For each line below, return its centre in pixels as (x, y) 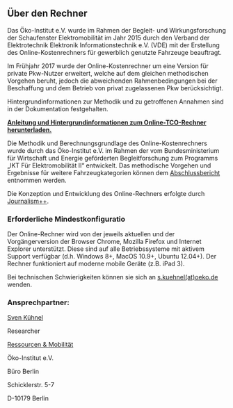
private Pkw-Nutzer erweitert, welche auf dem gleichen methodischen (108, 73)
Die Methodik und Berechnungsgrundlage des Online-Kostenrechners (107, 143)
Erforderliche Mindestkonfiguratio (66, 219)
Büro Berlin (23, 372)
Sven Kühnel (25, 318)
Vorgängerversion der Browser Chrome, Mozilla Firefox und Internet (104, 242)
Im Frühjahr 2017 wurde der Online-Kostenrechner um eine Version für (108, 66)
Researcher (24, 331)
